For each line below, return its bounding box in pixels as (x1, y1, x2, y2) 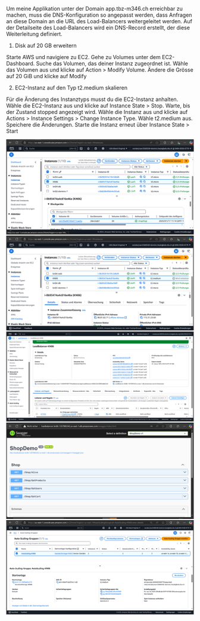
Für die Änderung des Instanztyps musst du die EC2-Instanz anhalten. (6, 96, 179, 103)
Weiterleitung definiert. (6, 30, 62, 38)
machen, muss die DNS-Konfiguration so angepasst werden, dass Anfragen (6, 11, 192, 19)
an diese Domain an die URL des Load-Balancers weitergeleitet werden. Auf (6, 18, 192, 24)
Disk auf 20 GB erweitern (14, 42, 77, 49)
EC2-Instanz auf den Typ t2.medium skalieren (14, 84, 128, 91)
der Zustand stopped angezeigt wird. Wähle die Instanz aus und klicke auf (6, 109, 188, 115)
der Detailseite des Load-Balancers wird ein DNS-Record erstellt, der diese (6, 24, 190, 31)
